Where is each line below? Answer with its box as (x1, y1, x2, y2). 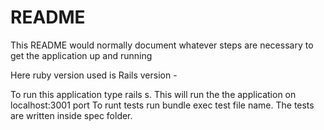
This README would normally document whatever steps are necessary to (10, 39, 314, 51)
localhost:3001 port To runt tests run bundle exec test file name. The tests (10, 99, 315, 111)
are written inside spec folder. (10, 109, 133, 121)
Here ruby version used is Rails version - (10, 69, 178, 81)
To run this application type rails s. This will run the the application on (10, 88, 297, 100)
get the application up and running (10, 49, 153, 61)
